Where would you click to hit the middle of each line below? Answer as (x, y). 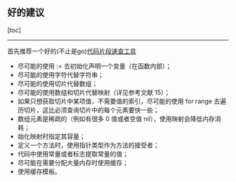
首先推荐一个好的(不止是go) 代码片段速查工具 (72, 51)
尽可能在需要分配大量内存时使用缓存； (73, 162)
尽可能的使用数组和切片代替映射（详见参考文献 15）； (94, 92)
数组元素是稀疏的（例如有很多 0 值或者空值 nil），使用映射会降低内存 (116, 119)
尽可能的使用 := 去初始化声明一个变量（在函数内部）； (94, 66)
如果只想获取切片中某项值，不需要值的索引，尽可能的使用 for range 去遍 (122, 101)
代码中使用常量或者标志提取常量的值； (73, 154)
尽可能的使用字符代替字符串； (60, 74)
